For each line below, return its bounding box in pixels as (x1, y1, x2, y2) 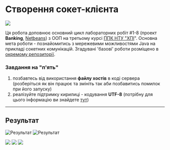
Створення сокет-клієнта (5, 4, 119, 15)
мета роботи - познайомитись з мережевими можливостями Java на (5, 40, 156, 46)
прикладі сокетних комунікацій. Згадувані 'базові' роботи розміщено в (5, 45, 159, 52)
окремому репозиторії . (5, 51, 56, 57)
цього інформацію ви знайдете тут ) (12, 97, 89, 103)
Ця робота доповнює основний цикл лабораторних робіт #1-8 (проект (5, 29, 157, 36)
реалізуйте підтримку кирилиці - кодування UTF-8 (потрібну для (12, 91, 153, 97)
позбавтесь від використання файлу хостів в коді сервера (12, 75, 140, 81)
